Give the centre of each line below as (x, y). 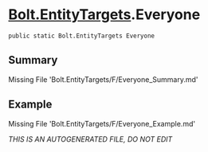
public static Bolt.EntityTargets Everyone (82, 36)
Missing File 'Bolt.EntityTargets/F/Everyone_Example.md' (102, 123)
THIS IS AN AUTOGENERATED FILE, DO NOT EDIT (90, 139)
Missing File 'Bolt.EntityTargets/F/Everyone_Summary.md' (103, 79)
